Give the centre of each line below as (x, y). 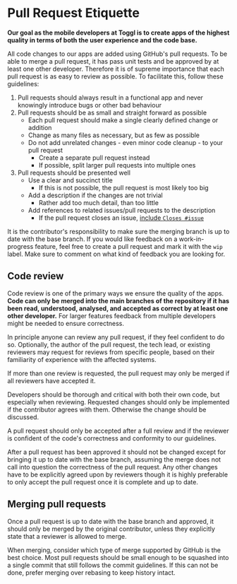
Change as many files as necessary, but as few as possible (114, 135)
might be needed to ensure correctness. (66, 323)
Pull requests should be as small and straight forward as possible (112, 112)
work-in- (192, 239)
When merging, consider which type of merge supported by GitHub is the (114, 550)
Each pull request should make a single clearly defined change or (123, 120)
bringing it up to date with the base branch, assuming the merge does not (114, 459)
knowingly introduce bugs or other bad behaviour (90, 105)
